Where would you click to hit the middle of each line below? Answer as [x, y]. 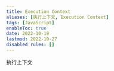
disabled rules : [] [30, 45]
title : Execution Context [38, 12]
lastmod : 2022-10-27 [32, 39]
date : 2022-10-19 [28, 34]
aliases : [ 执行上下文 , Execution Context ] [58, 17]
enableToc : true [26, 28]
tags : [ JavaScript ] [30, 22]
